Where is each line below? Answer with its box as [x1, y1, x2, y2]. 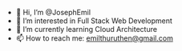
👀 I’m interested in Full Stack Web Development [15, 16, 172, 25]
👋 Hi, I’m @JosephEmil [15, 8, 91, 17]
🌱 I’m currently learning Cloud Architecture [15, 25, 158, 33]
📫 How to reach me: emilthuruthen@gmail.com [15, 33, 174, 43]
